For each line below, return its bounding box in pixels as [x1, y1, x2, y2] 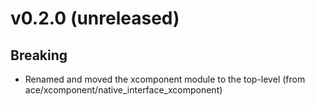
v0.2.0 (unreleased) [10, 7, 180, 30]
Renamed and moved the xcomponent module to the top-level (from [24, 73, 306, 85]
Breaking [10, 47, 68, 64]
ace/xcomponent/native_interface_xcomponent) [24, 84, 223, 96]
